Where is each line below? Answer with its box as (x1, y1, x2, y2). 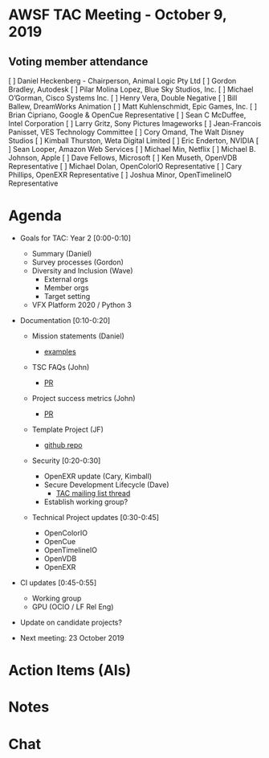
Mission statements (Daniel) (31, 331, 124, 341)
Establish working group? (43, 497, 128, 506)
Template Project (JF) (31, 424, 104, 434)
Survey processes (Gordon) (31, 257, 124, 267)
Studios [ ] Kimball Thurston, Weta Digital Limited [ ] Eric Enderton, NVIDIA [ (8, 136, 259, 145)
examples (43, 346, 76, 356)
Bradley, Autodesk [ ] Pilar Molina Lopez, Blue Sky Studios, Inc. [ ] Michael (8, 84, 254, 94)
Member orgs (43, 283, 89, 293)
